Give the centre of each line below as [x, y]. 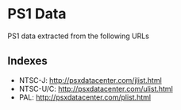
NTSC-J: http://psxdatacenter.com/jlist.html [90, 80]
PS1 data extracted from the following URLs [79, 36]
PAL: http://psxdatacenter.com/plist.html [85, 97]
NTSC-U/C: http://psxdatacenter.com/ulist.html [96, 88]
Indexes [28, 61]
